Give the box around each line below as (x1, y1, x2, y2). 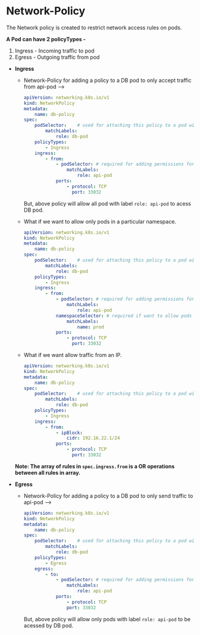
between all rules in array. (14, 469, 81, 476)
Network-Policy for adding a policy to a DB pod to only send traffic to (23, 492, 193, 499)
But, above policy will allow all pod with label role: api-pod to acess (23, 200, 192, 207)
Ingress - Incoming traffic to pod (14, 47, 95, 54)
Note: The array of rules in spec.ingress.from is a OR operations (14, 462, 175, 470)
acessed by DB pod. (23, 622, 73, 629)
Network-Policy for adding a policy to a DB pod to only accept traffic (23, 77, 192, 84)
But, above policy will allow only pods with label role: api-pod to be (23, 615, 191, 622)
